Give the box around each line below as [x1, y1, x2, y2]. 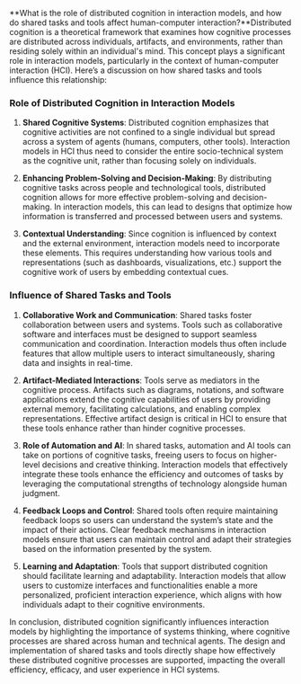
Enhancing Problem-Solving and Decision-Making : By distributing [22, 173, 272, 183]
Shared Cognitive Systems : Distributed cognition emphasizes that [22, 117, 270, 129]
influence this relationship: [9, 75, 108, 84]
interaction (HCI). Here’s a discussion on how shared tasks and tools [9, 65, 262, 76]
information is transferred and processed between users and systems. [22, 211, 283, 222]
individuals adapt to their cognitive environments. [22, 599, 205, 609]
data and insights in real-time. [22, 357, 133, 368]
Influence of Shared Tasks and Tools [9, 289, 173, 302]
